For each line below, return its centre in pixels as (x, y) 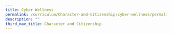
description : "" (23, 19)
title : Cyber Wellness (29, 10)
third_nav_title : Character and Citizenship (53, 24)
